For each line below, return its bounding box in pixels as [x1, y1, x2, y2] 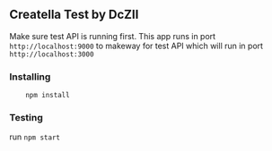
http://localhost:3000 [9, 49, 94, 59]
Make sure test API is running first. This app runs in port [9, 30, 216, 41]
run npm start [9, 131, 61, 142]
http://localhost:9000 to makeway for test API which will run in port [9, 40, 263, 51]
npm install [25, 91, 70, 100]
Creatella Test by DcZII [9, 7, 139, 22]
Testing [9, 112, 43, 124]
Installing [9, 71, 51, 83]
